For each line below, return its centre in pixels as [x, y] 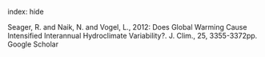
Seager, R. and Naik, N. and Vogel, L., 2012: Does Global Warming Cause [127, 27]
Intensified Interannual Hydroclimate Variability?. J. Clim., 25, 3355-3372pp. [132, 36]
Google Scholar [33, 44]
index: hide [26, 12]
